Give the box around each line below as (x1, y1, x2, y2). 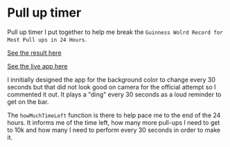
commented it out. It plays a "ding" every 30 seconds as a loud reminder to (7, 90, 222, 98)
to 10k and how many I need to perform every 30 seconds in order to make (7, 126, 220, 134)
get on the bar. (7, 97, 49, 105)
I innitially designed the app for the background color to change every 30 (7, 75, 216, 84)
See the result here (7, 49, 62, 57)
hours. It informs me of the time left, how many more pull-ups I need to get (7, 118, 220, 126)
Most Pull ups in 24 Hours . (7, 35, 87, 43)
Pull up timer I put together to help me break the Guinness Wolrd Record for (7, 28, 224, 36)
